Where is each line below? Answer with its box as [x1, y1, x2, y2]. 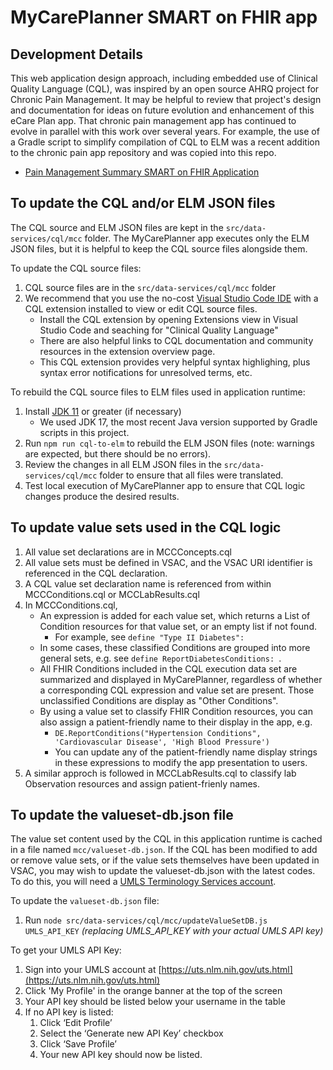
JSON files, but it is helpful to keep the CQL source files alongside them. [10, 242, 308, 255]
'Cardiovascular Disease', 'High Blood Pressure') [54, 737, 271, 747]
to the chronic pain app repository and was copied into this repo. [10, 147, 277, 158]
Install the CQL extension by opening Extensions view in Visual [39, 313, 298, 325]
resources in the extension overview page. [39, 345, 216, 357]
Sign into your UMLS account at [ [24, 964, 162, 976]
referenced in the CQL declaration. [24, 567, 168, 579]
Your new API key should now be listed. [39, 1049, 203, 1061]
